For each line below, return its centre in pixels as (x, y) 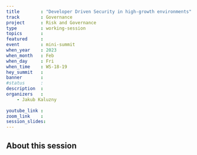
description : (25, 89)
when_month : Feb (30, 56)
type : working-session (46, 28)
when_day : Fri (30, 61)
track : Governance (39, 17)
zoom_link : (25, 116)
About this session (41, 146)
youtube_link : (25, 111)
